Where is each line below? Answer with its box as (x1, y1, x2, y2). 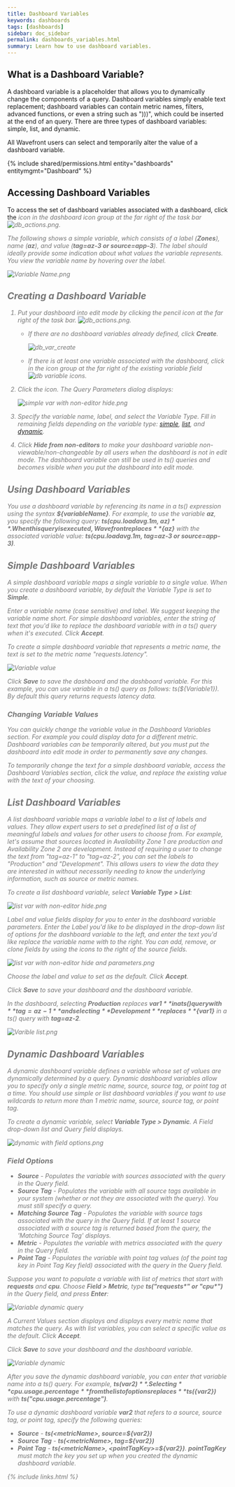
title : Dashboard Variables (7, 10, 90, 18)
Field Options (7, 1156, 54, 1166)
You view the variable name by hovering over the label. (7, 256, 166, 265)
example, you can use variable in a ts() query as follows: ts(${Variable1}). (7, 684, 220, 693)
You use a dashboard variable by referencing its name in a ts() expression (7, 502, 222, 511)
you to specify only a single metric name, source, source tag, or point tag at (7, 1081, 227, 1090)
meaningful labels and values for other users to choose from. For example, (7, 830, 224, 838)
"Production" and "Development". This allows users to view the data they (7, 859, 219, 869)
